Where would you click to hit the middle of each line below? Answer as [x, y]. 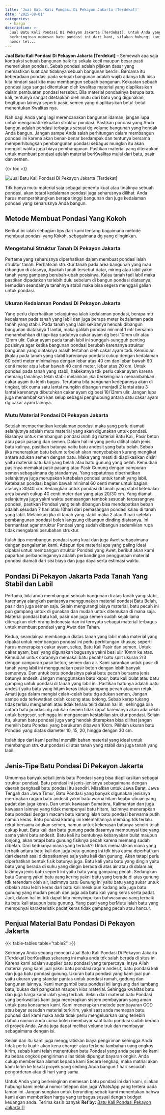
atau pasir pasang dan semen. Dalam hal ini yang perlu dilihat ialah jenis [78, 442]
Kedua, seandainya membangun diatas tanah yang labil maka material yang [81, 637]
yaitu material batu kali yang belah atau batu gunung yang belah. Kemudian [81, 463]
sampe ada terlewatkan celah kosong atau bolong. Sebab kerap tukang [77, 699]
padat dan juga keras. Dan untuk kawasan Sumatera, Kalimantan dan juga [80, 804]
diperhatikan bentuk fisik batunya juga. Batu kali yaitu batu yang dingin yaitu [82, 861]
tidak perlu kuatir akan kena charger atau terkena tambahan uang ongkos [79, 1045]
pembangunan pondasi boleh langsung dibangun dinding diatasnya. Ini [77, 520]
